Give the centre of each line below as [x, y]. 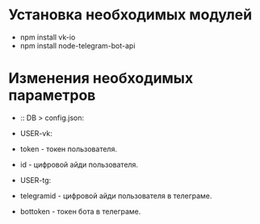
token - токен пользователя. [68, 149]
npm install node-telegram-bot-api [78, 45]
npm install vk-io [48, 37]
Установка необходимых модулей [130, 15]
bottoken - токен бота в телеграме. [80, 211]
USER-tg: [36, 180]
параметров [52, 95]
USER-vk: [36, 133]
